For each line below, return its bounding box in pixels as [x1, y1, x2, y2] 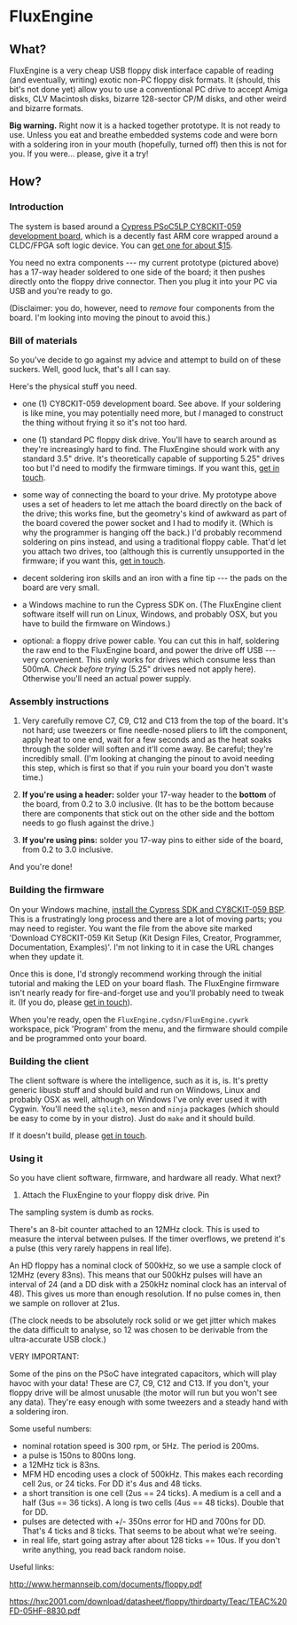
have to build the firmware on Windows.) [21, 617, 171, 628]
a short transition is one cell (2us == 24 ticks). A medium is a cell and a [21, 1488, 282, 1499]
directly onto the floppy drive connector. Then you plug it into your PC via [9, 275, 277, 286]
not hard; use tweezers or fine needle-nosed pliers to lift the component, [21, 725, 288, 736]
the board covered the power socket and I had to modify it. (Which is [21, 517, 273, 528]
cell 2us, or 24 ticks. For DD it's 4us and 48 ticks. [21, 1478, 202, 1489]
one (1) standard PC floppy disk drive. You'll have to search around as [21, 434, 277, 445]
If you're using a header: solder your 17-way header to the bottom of [21, 789, 277, 801]
